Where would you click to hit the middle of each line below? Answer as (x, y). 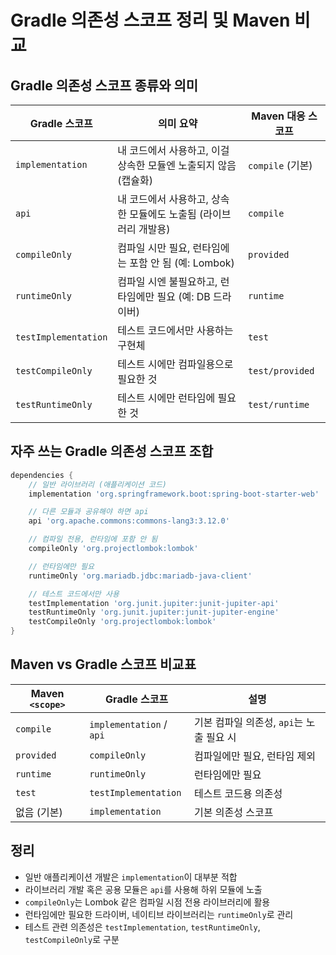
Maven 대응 (278, 116)
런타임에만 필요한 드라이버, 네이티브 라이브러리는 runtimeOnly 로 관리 (159, 914)
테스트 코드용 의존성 (238, 793)
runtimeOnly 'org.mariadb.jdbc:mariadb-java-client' (140, 576)
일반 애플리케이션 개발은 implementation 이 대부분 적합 (131, 877)
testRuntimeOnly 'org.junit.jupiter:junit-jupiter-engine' (154, 612)
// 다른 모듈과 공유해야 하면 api (88, 512)
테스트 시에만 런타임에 (166, 398)
